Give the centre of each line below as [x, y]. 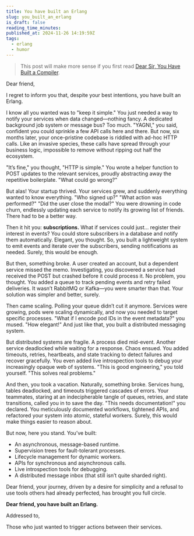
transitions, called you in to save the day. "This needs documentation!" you [96, 403]
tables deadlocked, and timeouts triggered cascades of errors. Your [87, 390]
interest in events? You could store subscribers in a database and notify [92, 233]
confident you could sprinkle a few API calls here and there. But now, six [93, 131]
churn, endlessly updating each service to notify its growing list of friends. [95, 210]
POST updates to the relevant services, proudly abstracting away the [89, 174]
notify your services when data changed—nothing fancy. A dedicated [89, 119]
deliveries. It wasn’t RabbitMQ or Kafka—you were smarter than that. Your [95, 288]
